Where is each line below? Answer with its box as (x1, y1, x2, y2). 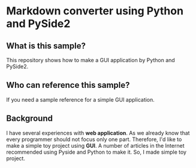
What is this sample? (6, 41, 86, 51)
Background (6, 114, 53, 124)
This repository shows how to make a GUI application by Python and (6, 57, 175, 63)
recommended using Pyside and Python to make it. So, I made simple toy (6, 148, 187, 155)
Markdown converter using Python (6, 4, 184, 18)
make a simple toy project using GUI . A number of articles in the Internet (6, 142, 185, 149)
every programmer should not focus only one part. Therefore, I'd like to (6, 136, 182, 143)
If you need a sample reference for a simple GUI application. (6, 96, 155, 103)
